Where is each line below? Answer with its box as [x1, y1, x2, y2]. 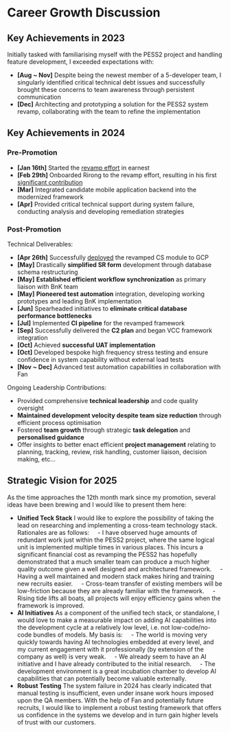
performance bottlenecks [16, 311, 93, 320]
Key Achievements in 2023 [7, 32, 126, 44]
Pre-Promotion [7, 148, 58, 157]
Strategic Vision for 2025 [7, 475, 117, 487]
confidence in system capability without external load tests [16, 355, 184, 363]
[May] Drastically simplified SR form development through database [16, 260, 211, 268]
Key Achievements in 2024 [7, 127, 126, 139]
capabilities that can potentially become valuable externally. [16, 674, 187, 683]
